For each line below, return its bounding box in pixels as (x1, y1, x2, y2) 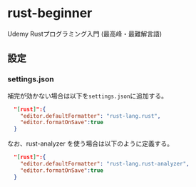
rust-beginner (7, 5, 93, 21)
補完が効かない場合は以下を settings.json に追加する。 (7, 91, 168, 100)
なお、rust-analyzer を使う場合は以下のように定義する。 (7, 139, 173, 148)
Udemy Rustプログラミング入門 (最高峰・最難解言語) (7, 29, 163, 38)
